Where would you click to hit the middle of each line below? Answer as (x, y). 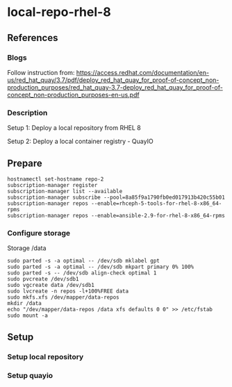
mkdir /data (24, 304)
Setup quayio (30, 375)
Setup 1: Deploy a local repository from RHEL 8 (74, 128)
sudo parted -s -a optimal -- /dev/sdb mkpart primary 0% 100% (101, 267)
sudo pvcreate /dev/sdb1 (43, 279)
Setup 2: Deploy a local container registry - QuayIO (81, 141)
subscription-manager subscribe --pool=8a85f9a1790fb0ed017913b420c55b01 (116, 197)
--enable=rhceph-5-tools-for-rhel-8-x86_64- (157, 203)
